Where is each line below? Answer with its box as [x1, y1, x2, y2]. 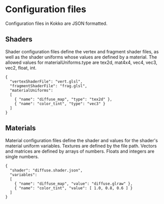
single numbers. [5, 153, 39, 159]
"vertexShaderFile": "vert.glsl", [10, 79, 83, 84]
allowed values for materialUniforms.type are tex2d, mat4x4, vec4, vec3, [5, 59, 157, 65]
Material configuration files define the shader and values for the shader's [5, 137, 158, 143]
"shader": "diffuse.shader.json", [10, 167, 83, 173]
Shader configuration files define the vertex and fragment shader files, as [5, 48, 159, 54]
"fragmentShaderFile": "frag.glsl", [10, 83, 87, 88]
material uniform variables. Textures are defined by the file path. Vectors [5, 143, 157, 149]
